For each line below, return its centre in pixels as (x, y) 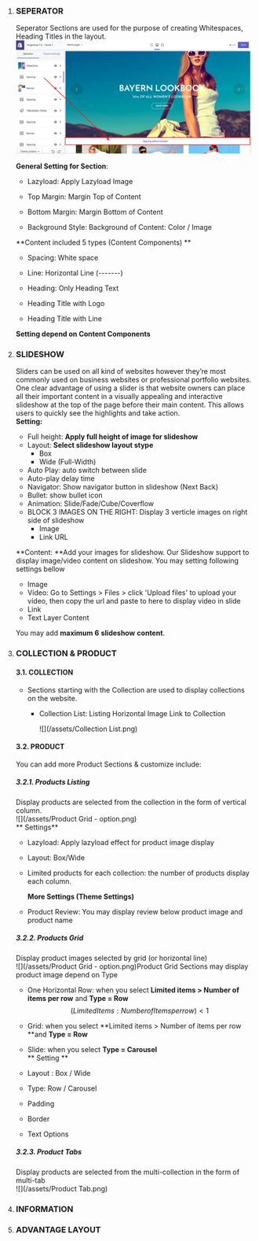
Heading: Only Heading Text (73, 288)
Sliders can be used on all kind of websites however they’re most (120, 371)
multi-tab (30, 1180)
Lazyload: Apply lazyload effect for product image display (120, 842)
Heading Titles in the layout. (61, 36)
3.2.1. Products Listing (53, 782)
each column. (49, 881)
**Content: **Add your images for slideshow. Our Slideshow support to (132, 552)
